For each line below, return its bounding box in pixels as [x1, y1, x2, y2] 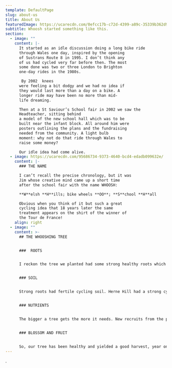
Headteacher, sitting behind [18, 112, 81, 117]
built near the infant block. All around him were [18, 121, 130, 126]
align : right [14, 220, 42, 225]
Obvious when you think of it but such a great [18, 201, 123, 206]
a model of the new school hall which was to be [18, 116, 125, 122]
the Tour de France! [18, 215, 63, 221]
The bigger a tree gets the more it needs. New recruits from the [18, 316, 164, 321]
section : [5, 31, 24, 36]
